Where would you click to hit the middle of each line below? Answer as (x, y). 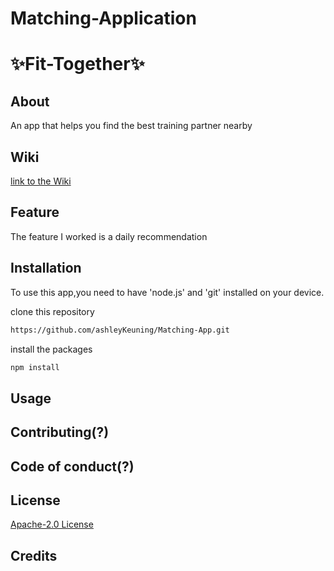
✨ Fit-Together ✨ (77, 64)
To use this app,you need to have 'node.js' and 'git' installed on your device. (167, 292)
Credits (34, 555)
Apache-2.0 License (52, 524)
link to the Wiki (41, 181)
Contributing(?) (60, 432)
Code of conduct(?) (72, 466)
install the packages (51, 349)
